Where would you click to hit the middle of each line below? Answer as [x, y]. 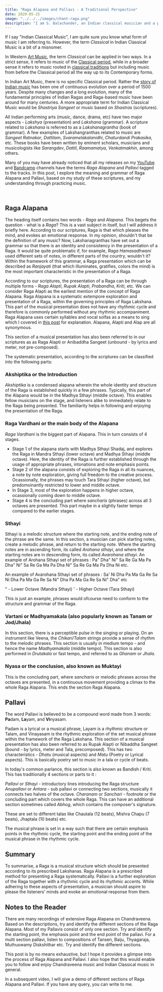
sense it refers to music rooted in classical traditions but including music [77, 67]
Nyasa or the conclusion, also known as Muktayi [63, 666]
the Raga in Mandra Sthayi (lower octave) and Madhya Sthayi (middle [81, 454]
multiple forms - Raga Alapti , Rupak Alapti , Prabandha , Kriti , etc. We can [78, 286]
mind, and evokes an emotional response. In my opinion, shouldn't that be [79, 235]
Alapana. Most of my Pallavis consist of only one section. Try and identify [78, 929]
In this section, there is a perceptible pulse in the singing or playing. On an [79, 633]
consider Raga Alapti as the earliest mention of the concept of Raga [73, 291]
